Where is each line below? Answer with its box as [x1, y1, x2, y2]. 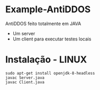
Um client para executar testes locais [12, 36, 91, 42]
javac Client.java [5, 79, 45, 85]
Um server [12, 30, 35, 36]
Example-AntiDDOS [5, 4, 91, 15]
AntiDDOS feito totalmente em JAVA [5, 20, 81, 27]
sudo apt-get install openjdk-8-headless [5, 71, 95, 76]
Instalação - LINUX [5, 54, 87, 65]
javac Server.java [5, 75, 45, 80]
